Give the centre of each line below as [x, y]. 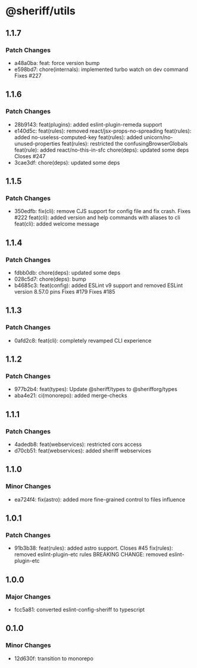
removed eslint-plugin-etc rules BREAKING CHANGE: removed [91, 555]
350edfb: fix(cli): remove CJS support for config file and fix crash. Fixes [102, 211]
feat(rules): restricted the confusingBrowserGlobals [125, 143]
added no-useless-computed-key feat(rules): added [78, 137]
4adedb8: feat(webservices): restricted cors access [78, 444]
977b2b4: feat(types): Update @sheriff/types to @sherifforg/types [96, 389]
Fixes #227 [28, 75]
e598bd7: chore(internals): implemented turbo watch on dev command [101, 69]
